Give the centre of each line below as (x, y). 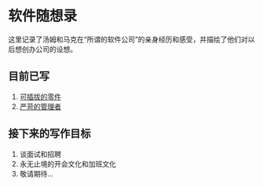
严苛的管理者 (40, 106)
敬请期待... (36, 173)
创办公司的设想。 (49, 49)
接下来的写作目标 (49, 134)
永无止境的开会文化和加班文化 (68, 164)
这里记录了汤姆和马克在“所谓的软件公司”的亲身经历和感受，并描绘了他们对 (128, 39)
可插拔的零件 (40, 97)
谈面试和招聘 (40, 154)
